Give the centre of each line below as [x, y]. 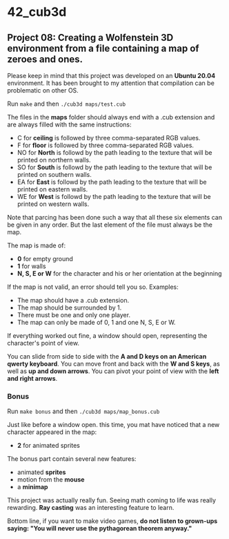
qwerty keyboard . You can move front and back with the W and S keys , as [114, 364]
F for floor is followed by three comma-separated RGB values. [106, 145]
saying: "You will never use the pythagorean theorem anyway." [100, 529]
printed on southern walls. [54, 174]
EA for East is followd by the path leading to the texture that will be [112, 182]
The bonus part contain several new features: [72, 459]
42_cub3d [37, 12]
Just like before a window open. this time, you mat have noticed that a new [113, 425]
